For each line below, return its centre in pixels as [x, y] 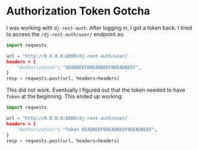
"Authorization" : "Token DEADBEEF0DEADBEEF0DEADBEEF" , [87, 130]
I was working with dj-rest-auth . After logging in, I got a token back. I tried [99, 28]
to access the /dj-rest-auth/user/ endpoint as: [65, 34]
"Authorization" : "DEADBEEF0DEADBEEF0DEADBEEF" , [79, 67]
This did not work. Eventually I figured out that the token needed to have [96, 90]
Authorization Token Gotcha [78, 11]
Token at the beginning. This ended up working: [65, 96]
